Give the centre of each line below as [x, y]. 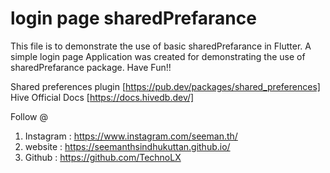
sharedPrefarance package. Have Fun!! [91, 67]
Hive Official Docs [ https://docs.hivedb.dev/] [102, 97]
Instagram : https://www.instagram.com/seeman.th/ [131, 136]
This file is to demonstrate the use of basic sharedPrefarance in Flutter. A [161, 46]
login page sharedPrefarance [133, 18]
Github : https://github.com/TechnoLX [103, 157]
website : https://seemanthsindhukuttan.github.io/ [127, 146]
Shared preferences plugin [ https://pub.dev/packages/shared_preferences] [165, 86]
